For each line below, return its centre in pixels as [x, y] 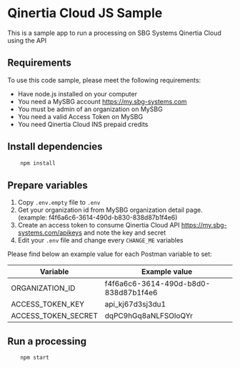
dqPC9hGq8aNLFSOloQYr [149, 316]
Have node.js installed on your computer [77, 93]
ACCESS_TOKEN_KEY [47, 305]
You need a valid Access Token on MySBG [80, 116]
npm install [38, 163]
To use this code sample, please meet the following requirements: [104, 80]
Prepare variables [47, 185]
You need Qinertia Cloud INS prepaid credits [83, 124]
